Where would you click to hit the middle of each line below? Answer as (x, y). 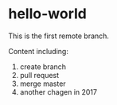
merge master (43, 84)
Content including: (39, 51)
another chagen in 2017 (58, 91)
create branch (43, 66)
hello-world (48, 14)
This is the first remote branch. (59, 36)
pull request (39, 75)
